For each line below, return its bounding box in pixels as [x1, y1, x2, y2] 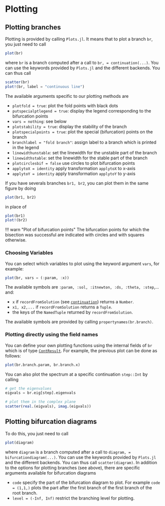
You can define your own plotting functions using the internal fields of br [5, 342, 153, 348]
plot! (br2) [5, 218, 28, 223]
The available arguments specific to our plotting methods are [5, 93, 129, 99]
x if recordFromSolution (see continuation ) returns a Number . [12, 299, 134, 305]
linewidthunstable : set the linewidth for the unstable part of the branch [12, 149, 158, 155]
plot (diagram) [5, 440, 34, 445]
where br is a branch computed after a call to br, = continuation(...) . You [5, 60, 159, 65]
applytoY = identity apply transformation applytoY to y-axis [12, 171, 135, 177]
